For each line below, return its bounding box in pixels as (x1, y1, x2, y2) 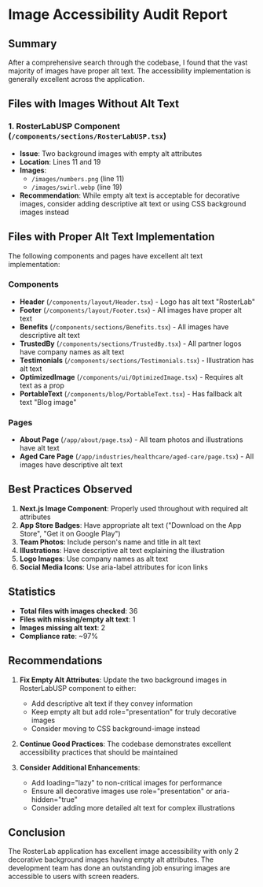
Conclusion (8, 826, 66, 839)
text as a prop (19, 380, 65, 390)
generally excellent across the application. (8, 75, 145, 84)
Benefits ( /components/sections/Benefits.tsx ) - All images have (19, 321, 229, 332)
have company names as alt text (19, 347, 125, 356)
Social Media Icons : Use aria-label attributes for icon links (19, 562, 208, 572)
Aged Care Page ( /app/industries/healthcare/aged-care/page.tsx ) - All (19, 451, 254, 462)
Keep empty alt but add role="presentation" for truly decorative (31, 707, 237, 716)
